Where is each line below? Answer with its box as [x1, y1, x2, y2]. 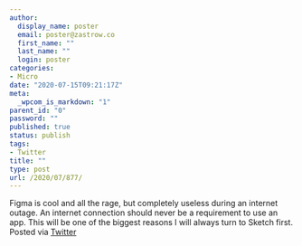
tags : [9, 139, 30, 148]
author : [9, 13, 39, 23]
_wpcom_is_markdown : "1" [17, 97, 111, 107]
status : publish [9, 131, 71, 140]
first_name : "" [17, 38, 75, 48]
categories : [9, 64, 54, 73]
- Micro [9, 72, 39, 81]
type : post [9, 165, 51, 174]
